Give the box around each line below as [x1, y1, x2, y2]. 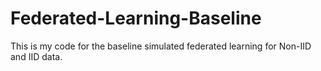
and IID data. [10, 50, 63, 62]
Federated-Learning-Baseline [10, 7, 262, 30]
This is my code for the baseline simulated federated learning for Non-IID [10, 40, 312, 52]
